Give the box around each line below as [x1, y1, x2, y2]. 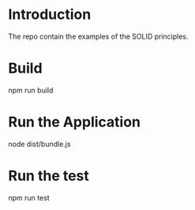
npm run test [8, 193, 50, 202]
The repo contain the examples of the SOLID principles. [8, 32, 189, 41]
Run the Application [8, 113, 141, 131]
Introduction [8, 6, 92, 24]
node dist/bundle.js [8, 139, 71, 148]
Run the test [8, 167, 89, 185]
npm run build [8, 85, 54, 95]
